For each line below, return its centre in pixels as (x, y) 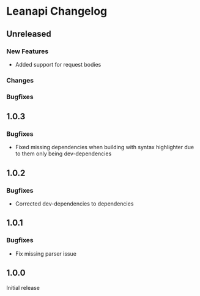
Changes (20, 80)
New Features (28, 51)
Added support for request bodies (58, 64)
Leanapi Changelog (57, 11)
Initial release (23, 287)
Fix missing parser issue (46, 253)
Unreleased (29, 34)
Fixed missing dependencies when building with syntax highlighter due (105, 147)
